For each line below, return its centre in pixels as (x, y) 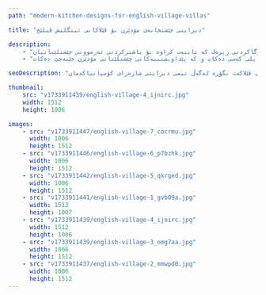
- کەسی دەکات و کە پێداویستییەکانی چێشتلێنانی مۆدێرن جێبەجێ (133, 59)
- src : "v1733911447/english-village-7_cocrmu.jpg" (109, 132)
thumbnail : (26, 88)
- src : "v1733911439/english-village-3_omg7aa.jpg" (109, 242)
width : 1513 (49, 205)
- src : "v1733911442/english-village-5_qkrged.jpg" (109, 175)
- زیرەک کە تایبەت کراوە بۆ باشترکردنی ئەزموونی (126, 52)
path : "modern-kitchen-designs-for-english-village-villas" (110, 15)
